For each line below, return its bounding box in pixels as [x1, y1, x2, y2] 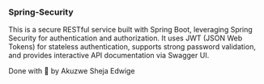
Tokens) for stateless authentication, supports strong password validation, [8, 42, 257, 52]
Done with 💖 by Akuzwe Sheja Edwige [8, 66, 135, 76]
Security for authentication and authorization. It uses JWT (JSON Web [8, 33, 243, 43]
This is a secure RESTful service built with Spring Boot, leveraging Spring [8, 25, 253, 35]
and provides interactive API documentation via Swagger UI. [8, 51, 210, 61]
